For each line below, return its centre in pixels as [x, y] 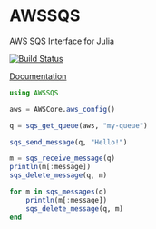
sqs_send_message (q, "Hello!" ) [68, 142]
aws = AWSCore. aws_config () [63, 109]
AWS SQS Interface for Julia [62, 41]
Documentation [38, 76]
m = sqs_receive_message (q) [63, 159]
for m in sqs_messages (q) [58, 192]
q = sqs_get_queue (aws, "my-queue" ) [78, 125]
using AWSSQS [34, 93]
